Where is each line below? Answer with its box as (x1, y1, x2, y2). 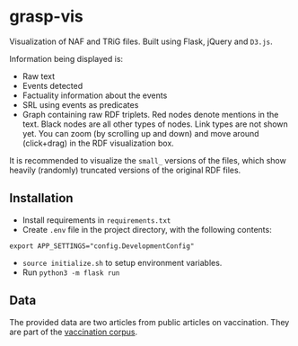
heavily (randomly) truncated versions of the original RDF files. (9, 164, 241, 175)
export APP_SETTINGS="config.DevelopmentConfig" (9, 241, 195, 251)
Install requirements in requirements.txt (22, 214, 171, 226)
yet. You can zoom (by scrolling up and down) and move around (22, 128, 259, 138)
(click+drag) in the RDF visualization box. (22, 138, 175, 148)
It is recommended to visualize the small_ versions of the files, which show (9, 155, 287, 165)
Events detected (22, 80, 83, 91)
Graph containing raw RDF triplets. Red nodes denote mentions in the (22, 109, 279, 120)
